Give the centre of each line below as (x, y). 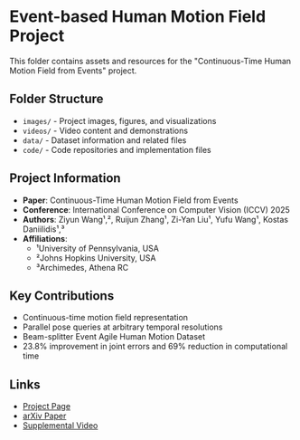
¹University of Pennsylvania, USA (98, 248)
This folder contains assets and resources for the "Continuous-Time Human (150, 61)
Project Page (46, 407)
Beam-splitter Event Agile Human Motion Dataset (114, 337)
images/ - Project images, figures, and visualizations (119, 120)
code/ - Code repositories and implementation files (117, 149)
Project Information (65, 178)
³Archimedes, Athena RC (82, 267)
